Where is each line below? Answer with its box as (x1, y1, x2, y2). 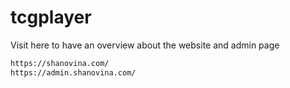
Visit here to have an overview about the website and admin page (10, 39, 280, 51)
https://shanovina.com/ (10, 58, 110, 68)
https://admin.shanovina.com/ (10, 67, 137, 78)
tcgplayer (10, 6, 92, 29)
